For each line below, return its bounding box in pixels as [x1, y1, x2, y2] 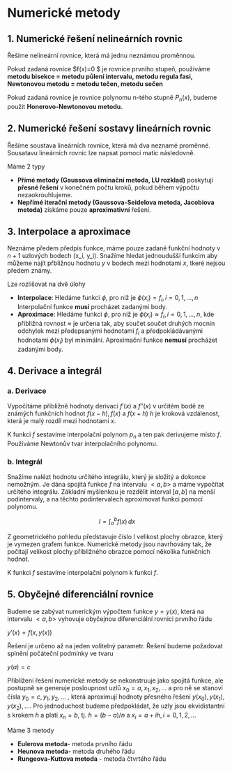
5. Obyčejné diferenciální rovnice [7, 589, 154, 601]
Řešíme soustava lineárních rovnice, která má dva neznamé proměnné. [7, 141, 211, 150]
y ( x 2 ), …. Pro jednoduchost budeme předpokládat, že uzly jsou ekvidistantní [7, 701, 225, 712]
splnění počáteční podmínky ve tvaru [7, 649, 114, 657]
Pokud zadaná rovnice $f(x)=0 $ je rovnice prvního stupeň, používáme [7, 65, 210, 73]
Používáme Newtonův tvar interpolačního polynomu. [7, 439, 158, 448]
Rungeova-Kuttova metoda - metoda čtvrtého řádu [17, 754, 167, 763]
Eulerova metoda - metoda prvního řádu [17, 739, 132, 748]
